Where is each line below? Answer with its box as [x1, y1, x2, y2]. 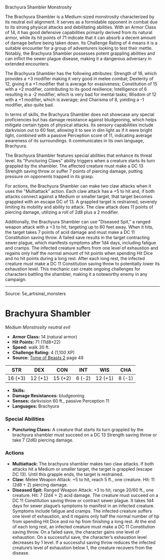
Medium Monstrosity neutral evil [5, 324, 70, 330]
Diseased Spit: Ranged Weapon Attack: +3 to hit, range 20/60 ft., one [12, 487, 154, 493]
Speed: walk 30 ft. [12, 344, 50, 350]
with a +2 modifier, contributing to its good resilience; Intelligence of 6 [5, 86, 147, 92]
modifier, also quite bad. [5, 102, 54, 108]
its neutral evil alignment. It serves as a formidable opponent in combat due [5, 19, 158, 25]
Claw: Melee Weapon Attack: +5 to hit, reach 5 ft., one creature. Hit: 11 [12, 476, 155, 483]
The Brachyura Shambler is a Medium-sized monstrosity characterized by [5, 14, 155, 19]
